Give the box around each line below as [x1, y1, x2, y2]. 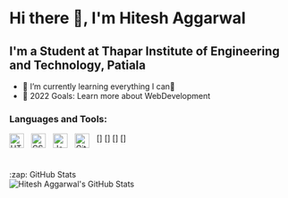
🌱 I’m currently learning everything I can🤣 [21, 81, 176, 92]
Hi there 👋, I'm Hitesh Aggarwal [9, 8, 246, 29]
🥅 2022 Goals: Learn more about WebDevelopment [21, 91, 211, 101]
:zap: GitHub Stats [9, 169, 77, 180]
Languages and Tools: [9, 112, 107, 125]
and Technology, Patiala [9, 57, 146, 72]
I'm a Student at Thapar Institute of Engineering [9, 44, 280, 59]
